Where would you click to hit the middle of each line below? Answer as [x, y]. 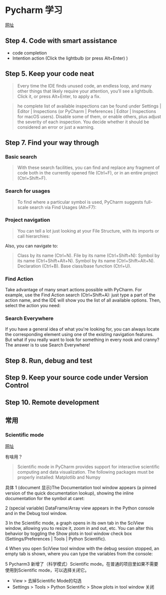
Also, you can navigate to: [32, 246]
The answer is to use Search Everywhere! [48, 345]
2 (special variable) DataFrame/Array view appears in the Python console [80, 508]
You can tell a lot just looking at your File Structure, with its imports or [88, 231]
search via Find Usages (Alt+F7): [63, 207]
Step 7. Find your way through [52, 142]
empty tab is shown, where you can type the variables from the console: [79, 554]
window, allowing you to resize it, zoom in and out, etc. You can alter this [79, 528]
